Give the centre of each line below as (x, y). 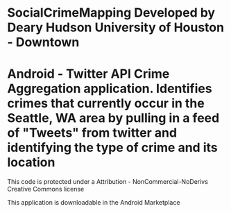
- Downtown (43, 42)
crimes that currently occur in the (106, 104)
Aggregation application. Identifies (110, 89)
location (31, 163)
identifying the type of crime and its (112, 148)
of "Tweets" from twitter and (92, 133)
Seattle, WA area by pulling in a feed (113, 118)
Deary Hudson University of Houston (115, 27)
